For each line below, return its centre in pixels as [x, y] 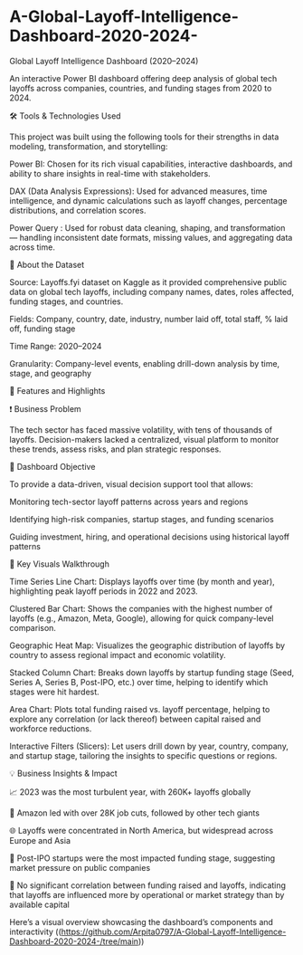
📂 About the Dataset [47, 264]
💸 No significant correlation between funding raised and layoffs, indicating [148, 885]
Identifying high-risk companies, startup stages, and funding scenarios [142, 519]
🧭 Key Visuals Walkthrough [60, 564]
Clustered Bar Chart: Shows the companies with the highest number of [141, 608]
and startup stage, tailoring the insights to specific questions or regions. [143, 755]
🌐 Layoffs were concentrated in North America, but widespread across [142, 830]
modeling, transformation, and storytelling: [89, 146]
